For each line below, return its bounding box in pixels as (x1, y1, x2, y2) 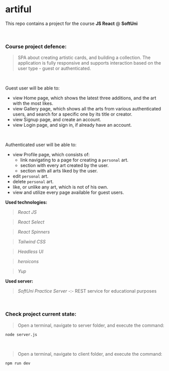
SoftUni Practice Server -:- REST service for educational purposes (17, 288, 157, 294)
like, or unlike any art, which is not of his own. (12, 184, 108, 190)
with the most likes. (12, 100, 53, 106)
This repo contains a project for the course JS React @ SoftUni (5, 20, 138, 26)
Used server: (5, 278, 33, 284)
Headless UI (17, 248, 44, 255)
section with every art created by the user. (20, 162, 109, 168)
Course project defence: (5, 43, 67, 50)
